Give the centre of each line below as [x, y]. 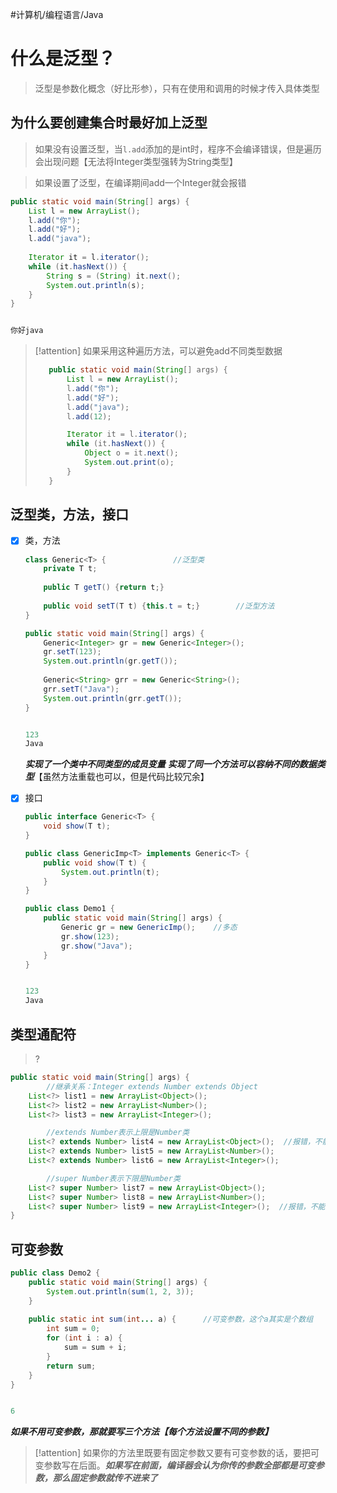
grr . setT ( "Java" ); [81, 689]
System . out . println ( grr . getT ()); [113, 698]
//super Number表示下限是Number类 [113, 1178]
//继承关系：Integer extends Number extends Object [152, 1086]
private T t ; [70, 569]
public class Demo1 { [70, 909]
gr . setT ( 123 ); [72, 652]
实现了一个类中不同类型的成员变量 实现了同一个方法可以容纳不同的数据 [170, 764]
